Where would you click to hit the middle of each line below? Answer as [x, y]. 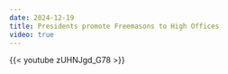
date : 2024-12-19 [42, 18]
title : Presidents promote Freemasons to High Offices [114, 26]
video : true [32, 34]
